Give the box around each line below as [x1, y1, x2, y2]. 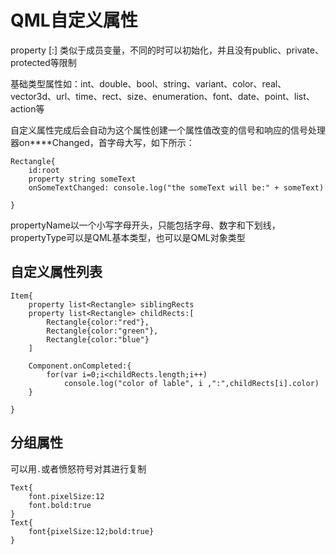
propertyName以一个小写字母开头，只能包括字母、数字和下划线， [10, 219, 281, 231]
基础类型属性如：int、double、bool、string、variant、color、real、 [10, 77, 287, 90]
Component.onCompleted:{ [28, 361, 132, 371]
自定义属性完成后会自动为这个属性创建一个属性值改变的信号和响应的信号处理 [10, 124, 326, 136]
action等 [10, 102, 45, 115]
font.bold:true [28, 500, 92, 510]
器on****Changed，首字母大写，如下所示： [10, 136, 195, 148]
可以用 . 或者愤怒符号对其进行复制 [10, 462, 147, 475]
